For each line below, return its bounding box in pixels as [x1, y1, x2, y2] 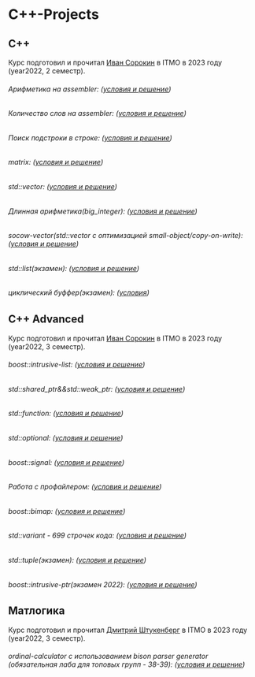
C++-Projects [8, 6, 100, 24]
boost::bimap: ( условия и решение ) [8, 506, 126, 515]
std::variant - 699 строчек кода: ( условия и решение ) [8, 530, 187, 541]
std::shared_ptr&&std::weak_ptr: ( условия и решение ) [8, 384, 186, 393]
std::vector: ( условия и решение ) [8, 182, 118, 192]
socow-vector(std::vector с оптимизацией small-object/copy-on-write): [8, 231, 244, 240]
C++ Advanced [8, 313, 84, 326]
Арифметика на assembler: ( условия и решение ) [8, 84, 172, 94]
